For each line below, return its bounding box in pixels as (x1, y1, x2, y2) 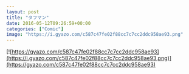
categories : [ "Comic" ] (6, 25, 64, 32)
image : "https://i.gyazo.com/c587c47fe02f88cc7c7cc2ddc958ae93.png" (6, 32, 184, 38)
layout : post (6, 8, 40, 15)
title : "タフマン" (6, 15, 50, 21)
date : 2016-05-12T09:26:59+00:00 (6, 20, 91, 26)
